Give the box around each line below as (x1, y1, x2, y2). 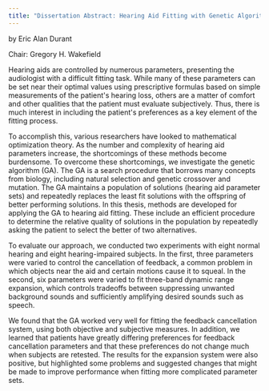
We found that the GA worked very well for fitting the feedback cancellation (8, 316, 258, 325)
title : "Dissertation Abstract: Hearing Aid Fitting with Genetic (8, 11, 235, 20)
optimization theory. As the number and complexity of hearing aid (8, 139, 225, 149)
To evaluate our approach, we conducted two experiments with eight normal (8, 240, 260, 250)
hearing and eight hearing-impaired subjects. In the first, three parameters (8, 249, 254, 259)
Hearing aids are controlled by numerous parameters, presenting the (8, 65, 235, 75)
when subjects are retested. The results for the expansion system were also (8, 349, 259, 359)
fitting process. (8, 115, 58, 125)
